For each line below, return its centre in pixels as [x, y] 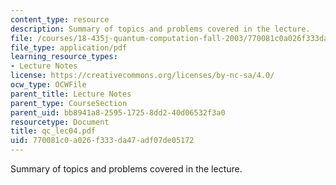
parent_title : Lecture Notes [71, 94]
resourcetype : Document [60, 122]
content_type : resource [60, 19]
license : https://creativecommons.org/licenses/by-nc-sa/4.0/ [142, 76]
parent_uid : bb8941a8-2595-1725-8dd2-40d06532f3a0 [118, 112]
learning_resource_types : [64, 57]
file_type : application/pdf [69, 47]
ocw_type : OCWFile [48, 85]
